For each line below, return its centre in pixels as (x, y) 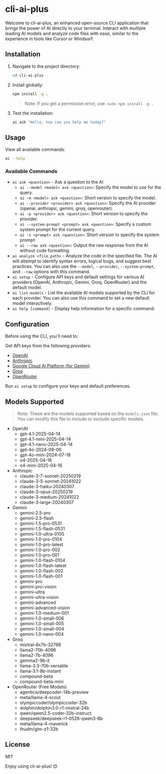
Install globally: (28, 85)
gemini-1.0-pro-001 (39, 555)
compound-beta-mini (41, 681)
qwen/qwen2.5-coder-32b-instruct (55, 713)
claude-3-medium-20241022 (49, 497)
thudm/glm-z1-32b (39, 729)
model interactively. (32, 303)
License (18, 744)
